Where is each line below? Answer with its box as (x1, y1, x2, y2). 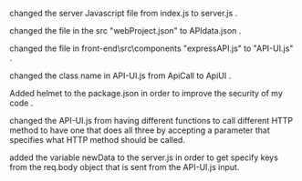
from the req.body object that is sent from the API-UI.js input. (9, 162, 240, 172)
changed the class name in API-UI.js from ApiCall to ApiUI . (9, 70, 232, 81)
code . (9, 97, 34, 108)
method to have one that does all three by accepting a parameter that (9, 125, 271, 136)
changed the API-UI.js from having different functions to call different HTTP (9, 116, 294, 126)
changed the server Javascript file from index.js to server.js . (9, 8, 238, 18)
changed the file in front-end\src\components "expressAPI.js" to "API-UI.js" (9, 43, 294, 54)
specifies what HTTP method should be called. (9, 135, 185, 145)
